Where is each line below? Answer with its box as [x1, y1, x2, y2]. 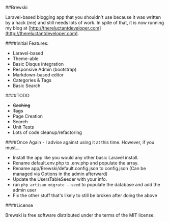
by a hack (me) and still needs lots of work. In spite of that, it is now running [5, 20, 164, 25]
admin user [12, 187, 37, 193]
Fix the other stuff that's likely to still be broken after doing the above [12, 192, 158, 198]
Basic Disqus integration [12, 61, 64, 67]
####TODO [5, 93, 30, 98]
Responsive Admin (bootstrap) [12, 66, 77, 72]
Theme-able [12, 55, 39, 62]
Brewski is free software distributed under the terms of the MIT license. [5, 212, 155, 218]
